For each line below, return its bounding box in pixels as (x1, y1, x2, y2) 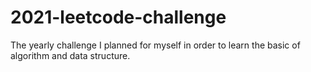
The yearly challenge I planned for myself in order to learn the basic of (10, 39, 301, 51)
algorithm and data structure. (10, 49, 131, 61)
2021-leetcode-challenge (10, 6, 227, 29)
